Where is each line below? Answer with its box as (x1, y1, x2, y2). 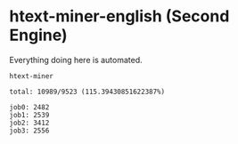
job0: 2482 (9, 102, 50, 112)
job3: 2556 (9, 126, 50, 135)
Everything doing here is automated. (9, 54, 143, 65)
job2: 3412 (9, 118, 50, 127)
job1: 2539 (9, 110, 50, 119)
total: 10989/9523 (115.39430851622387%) (9, 87, 166, 96)
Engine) (9, 25, 69, 45)
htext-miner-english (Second (9, 6, 230, 27)
